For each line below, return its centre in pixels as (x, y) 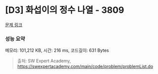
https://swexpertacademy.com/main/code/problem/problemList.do (85, 67)
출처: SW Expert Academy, (44, 61)
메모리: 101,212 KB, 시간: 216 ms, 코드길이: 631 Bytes (57, 50)
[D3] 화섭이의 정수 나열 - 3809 (65, 10)
